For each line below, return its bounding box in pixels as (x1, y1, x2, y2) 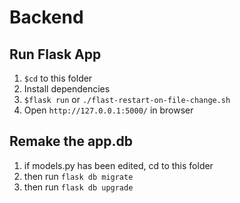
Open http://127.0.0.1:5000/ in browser (23, 104, 194, 116)
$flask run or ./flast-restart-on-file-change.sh (23, 94, 231, 105)
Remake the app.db (9, 133, 134, 150)
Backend (9, 6, 84, 29)
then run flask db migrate (23, 170, 134, 182)
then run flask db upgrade (23, 181, 134, 193)
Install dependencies (23, 83, 111, 95)
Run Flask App (9, 46, 102, 63)
